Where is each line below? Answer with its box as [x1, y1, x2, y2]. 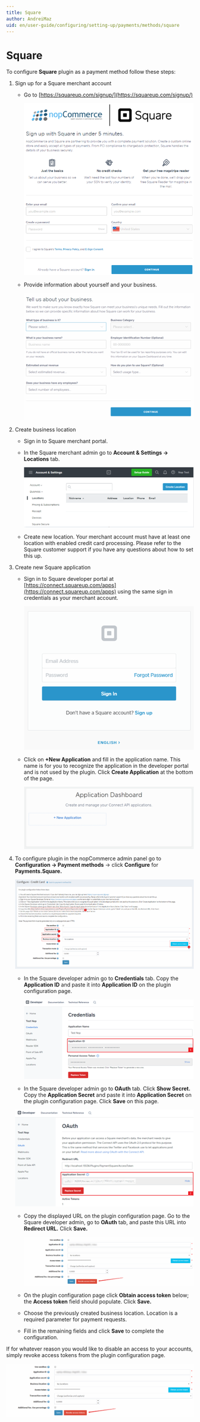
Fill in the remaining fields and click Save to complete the [23, 1327, 164, 1334]
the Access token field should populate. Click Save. [23, 1298, 152, 1305]
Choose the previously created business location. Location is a [23, 1309, 178, 1317]
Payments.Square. [14, 867, 62, 875]
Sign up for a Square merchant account [14, 80, 112, 87]
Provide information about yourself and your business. [23, 281, 157, 288]
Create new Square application [14, 564, 91, 571]
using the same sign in [117, 588, 173, 595]
